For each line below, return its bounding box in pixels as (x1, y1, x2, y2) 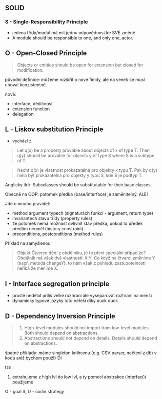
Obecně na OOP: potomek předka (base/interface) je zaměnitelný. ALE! (5, 191, 148, 197)
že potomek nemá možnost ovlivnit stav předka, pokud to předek (12, 220, 143, 226)
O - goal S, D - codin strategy (5, 388, 64, 394)
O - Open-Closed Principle (5, 49, 87, 58)
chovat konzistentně (5, 81, 46, 87)
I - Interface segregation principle (5, 279, 110, 288)
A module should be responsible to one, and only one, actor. (12, 35, 134, 40)
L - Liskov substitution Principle (5, 125, 103, 133)
